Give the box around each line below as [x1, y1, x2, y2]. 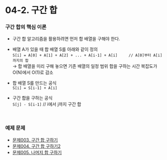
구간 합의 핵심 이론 [5, 23, 47, 30]
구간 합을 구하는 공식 [12, 95, 53, 101]
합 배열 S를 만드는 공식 [12, 80, 57, 86]
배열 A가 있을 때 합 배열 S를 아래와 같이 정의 [12, 46, 98, 52]
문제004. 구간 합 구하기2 [12, 143, 61, 149]
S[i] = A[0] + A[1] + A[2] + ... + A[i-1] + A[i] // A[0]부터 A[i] [12, 53, 163, 58]
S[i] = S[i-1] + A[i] [12, 86, 57, 91]
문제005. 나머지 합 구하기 [12, 149, 62, 155]
